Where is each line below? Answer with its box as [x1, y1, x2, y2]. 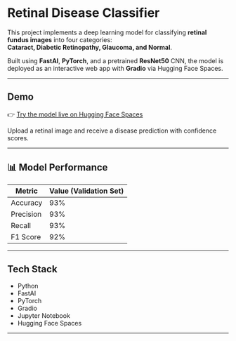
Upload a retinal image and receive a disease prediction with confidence [7, 126, 217, 135]
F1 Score [11, 232, 41, 241]
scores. [7, 133, 29, 142]
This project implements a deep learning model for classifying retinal [7, 28, 207, 36]
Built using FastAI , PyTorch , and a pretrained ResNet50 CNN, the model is [7, 56, 223, 65]
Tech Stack [7, 263, 58, 275]
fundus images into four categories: [7, 35, 112, 44]
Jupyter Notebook [17, 312, 70, 320]
